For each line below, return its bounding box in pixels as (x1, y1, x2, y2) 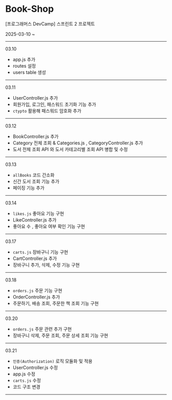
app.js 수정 (12, 371, 36, 377)
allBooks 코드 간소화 (12, 172, 55, 178)
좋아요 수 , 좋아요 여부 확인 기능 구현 (12, 223, 85, 229)
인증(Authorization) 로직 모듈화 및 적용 (12, 358, 93, 364)
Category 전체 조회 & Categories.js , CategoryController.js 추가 (12, 140, 143, 146)
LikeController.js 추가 (12, 217, 57, 223)
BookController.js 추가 (12, 133, 59, 139)
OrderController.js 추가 (12, 294, 60, 300)
